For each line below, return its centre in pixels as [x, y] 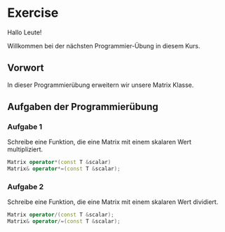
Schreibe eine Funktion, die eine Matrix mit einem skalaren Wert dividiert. [113, 202]
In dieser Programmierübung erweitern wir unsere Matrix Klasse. [101, 85]
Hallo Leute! [25, 32]
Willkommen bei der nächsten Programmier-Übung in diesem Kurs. [104, 46]
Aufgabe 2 [26, 187]
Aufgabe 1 [25, 127]
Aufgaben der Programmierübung [83, 107]
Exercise [33, 13]
